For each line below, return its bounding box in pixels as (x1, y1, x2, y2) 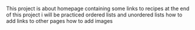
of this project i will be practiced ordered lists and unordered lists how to (6, 11, 183, 18)
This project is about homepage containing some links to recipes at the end (6, 5, 190, 12)
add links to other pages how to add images (6, 18, 113, 24)
